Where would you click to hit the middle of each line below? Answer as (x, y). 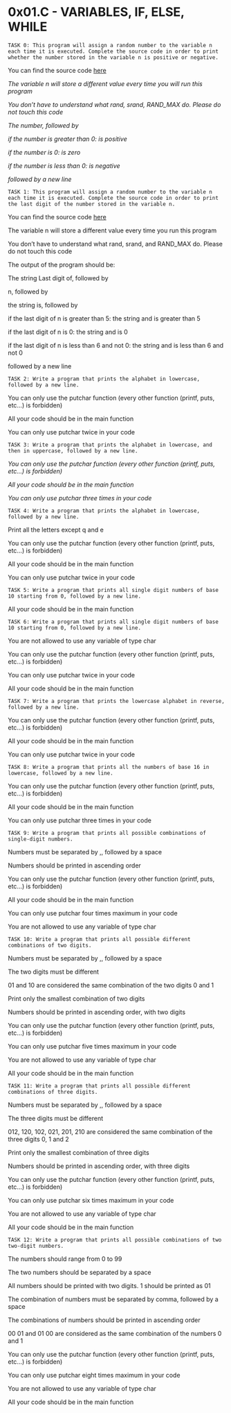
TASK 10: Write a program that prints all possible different (99, 939)
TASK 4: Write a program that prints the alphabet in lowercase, (104, 511)
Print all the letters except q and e (56, 530)
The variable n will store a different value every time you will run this (105, 83)
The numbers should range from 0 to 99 (65, 1259)
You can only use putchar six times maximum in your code (91, 1200)
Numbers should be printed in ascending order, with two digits (97, 1012)
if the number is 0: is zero (44, 152)
